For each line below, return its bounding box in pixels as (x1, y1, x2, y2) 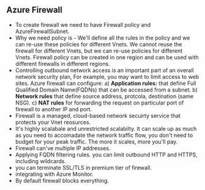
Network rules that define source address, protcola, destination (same (15, 92, 194, 100)
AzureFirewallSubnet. (15, 27, 70, 35)
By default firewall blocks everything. (15, 177, 109, 184)
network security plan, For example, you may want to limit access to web (15, 73, 199, 80)
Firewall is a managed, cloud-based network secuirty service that (15, 112, 181, 119)
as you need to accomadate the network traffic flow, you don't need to (15, 131, 193, 139)
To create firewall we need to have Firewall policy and (15, 21, 151, 28)
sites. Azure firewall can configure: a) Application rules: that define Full (15, 79, 196, 87)
